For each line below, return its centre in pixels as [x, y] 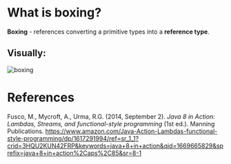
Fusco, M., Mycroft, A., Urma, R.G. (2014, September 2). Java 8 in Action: [111, 116]
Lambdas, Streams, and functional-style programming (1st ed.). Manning [111, 124]
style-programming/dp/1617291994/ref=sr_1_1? [73, 138]
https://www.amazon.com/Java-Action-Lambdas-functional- [131, 131]
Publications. [26, 131]
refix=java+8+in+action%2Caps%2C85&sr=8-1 [74, 153]
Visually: [27, 53]
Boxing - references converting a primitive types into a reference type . [109, 32]
